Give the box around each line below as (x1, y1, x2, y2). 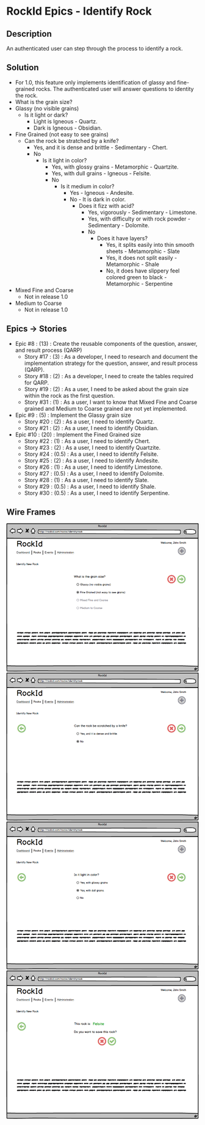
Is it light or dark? (24, 111, 68, 119)
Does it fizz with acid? (79, 202, 134, 209)
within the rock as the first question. (24, 392, 115, 399)
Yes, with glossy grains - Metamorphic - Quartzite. (51, 163, 179, 170)
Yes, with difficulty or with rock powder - (88, 215, 191, 222)
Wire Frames (6, 507, 56, 518)
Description (6, 29, 52, 39)
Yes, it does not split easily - (106, 254, 178, 261)
